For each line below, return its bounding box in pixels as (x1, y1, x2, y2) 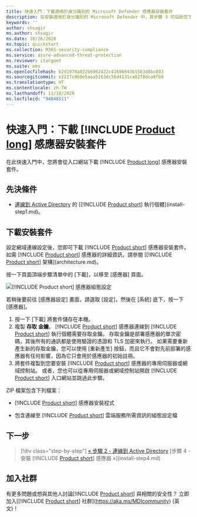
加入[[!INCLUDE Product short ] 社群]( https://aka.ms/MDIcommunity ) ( (6, 497, 175, 505)
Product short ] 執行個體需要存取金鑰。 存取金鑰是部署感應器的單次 (14, 330, 176, 337)
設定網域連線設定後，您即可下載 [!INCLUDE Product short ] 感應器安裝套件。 (6, 244, 189, 251)
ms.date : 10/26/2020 (6, 36, 57, 42)
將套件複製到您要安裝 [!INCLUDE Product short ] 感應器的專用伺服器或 (14, 360, 183, 367)
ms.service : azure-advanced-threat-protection (6, 52, 122, 58)
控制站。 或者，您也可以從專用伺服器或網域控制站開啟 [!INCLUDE (19, 367, 178, 374)
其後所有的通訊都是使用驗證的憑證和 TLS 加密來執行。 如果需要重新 (25, 338, 188, 345)
